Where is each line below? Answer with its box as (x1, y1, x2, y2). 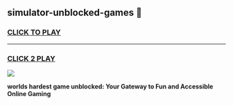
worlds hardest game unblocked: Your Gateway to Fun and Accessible (7, 82, 214, 90)
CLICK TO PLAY (7, 28, 61, 37)
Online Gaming (7, 89, 51, 97)
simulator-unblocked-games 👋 (7, 7, 142, 19)
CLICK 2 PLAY (7, 53, 55, 63)
